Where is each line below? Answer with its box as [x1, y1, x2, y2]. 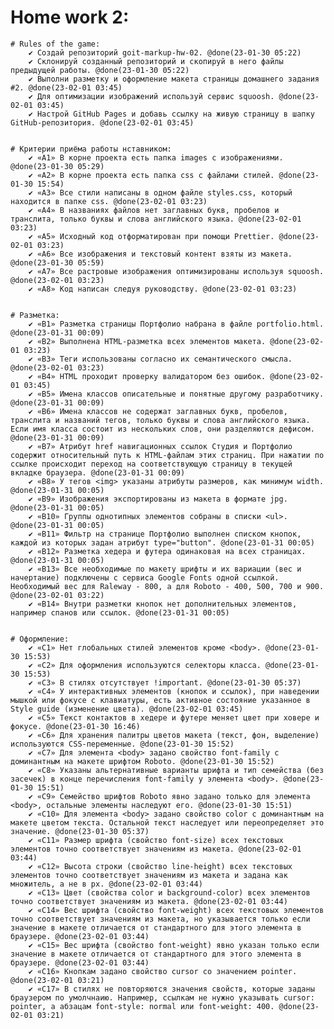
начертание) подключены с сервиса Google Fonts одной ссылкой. [10, 572, 280, 583]
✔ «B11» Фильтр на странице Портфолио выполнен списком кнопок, [28, 529, 302, 539]
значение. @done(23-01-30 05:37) [10, 826, 150, 836]
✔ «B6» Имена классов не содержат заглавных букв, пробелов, [28, 406, 288, 416]
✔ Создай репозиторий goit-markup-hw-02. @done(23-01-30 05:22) [28, 47, 302, 58]
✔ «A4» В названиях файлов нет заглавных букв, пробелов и [28, 205, 280, 215]
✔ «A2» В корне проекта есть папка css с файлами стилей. [28, 170, 275, 180]
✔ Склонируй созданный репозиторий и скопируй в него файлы [28, 56, 284, 66]
